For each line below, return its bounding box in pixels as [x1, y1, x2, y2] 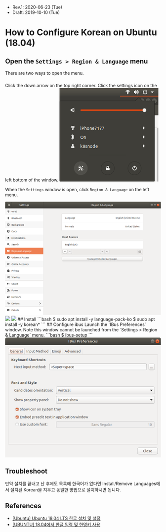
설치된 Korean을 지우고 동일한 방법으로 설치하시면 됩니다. [10, 487, 121, 493]
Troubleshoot [5, 467, 48, 475]
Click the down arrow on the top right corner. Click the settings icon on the [5, 82, 157, 88]
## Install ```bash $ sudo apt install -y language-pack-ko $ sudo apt [17, 317, 155, 322]
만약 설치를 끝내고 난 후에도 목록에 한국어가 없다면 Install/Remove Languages [5, 480, 157, 487]
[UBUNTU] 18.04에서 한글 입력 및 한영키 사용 [12, 522, 100, 528]
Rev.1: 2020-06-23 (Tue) [12, 4, 63, 10]
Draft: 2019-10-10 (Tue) [12, 9, 60, 15]
